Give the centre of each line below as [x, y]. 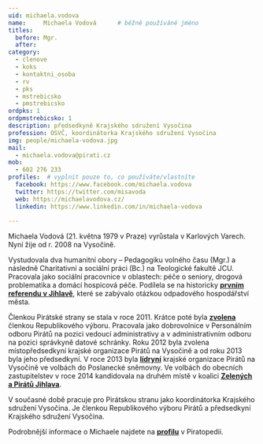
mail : [17, 148]
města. [19, 302]
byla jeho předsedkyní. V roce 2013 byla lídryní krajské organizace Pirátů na [132, 359]
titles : [21, 30]
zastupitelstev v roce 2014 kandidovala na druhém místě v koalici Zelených [130, 376]
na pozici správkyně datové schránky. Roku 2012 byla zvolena [109, 342]
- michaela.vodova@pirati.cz [63, 155]
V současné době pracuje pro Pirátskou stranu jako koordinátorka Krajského [131, 400]
